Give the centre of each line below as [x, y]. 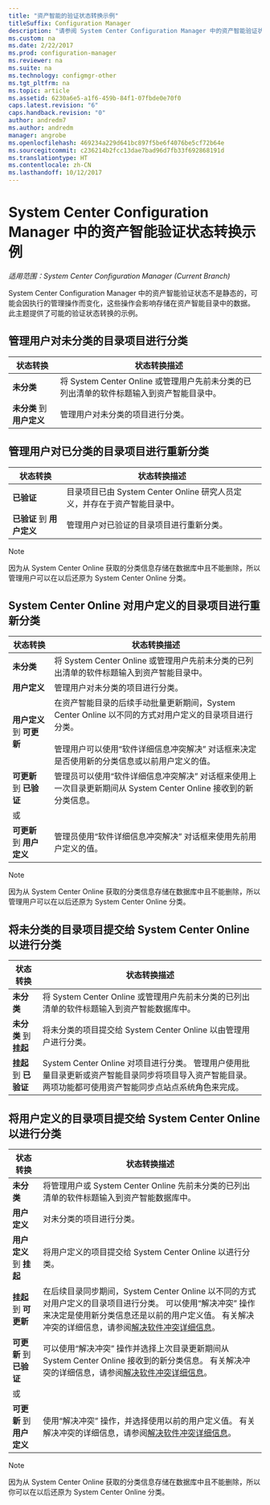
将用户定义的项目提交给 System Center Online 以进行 [143, 1252]
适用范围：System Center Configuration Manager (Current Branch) [119, 276]
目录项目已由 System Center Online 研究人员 [150, 491]
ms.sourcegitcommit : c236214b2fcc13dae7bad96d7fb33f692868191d [117, 150]
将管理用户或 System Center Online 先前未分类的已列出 [147, 1185]
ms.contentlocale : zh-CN [50, 166]
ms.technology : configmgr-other [62, 76]
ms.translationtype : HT [48, 158]
